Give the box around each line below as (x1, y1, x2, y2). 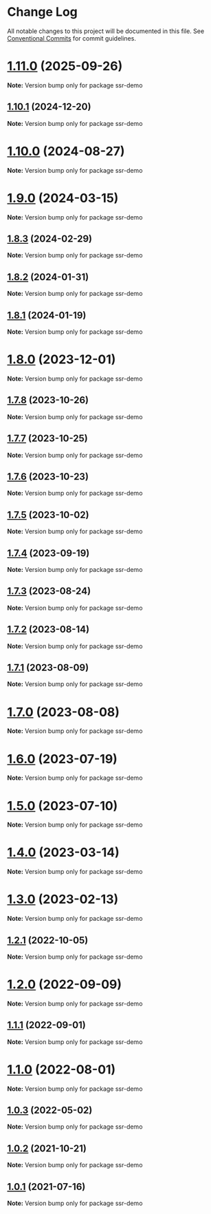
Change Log (7, 4, 78, 20)
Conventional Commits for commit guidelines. (7, 34, 136, 42)
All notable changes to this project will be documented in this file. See (7, 27, 205, 35)
